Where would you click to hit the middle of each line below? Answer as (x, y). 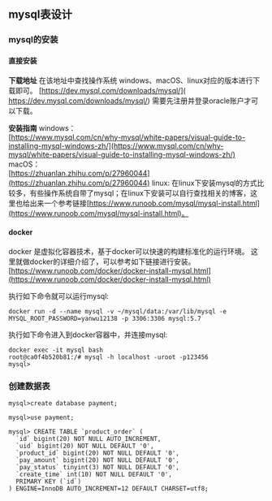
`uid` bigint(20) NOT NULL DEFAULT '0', (85, 446)
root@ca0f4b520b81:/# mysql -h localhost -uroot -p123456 (108, 357)
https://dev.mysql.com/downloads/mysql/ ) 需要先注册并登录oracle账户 (126, 101)
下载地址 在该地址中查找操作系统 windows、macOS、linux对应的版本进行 (131, 80)
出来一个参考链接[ (60, 203)
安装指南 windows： (42, 127)
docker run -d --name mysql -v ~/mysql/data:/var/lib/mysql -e (118, 311)
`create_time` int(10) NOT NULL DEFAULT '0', (94, 475)
